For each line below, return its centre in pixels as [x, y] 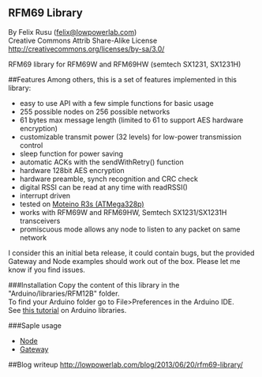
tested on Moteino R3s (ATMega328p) [82, 204]
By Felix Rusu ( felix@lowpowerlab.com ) [73, 32]
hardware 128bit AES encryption [72, 170]
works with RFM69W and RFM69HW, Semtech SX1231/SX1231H [123, 212]
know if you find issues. [47, 270]
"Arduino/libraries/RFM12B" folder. [64, 293]
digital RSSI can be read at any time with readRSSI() [103, 187]
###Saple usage [35, 325]
